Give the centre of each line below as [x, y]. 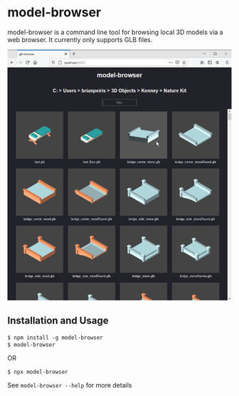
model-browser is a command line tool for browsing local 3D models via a [115, 32]
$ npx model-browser [38, 372]
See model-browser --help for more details [70, 385]
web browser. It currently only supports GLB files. [80, 39]
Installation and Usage [58, 320]
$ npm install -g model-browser [55, 338]
